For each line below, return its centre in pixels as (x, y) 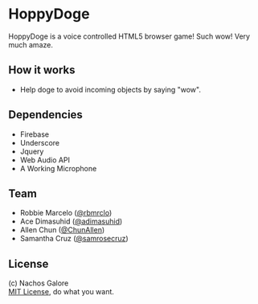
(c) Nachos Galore (39, 283)
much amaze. (31, 44)
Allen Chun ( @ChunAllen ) (62, 230)
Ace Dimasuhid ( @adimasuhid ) (71, 221)
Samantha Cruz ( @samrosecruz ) (74, 239)
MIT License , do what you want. (61, 292)
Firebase (35, 134)
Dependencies (45, 115)
